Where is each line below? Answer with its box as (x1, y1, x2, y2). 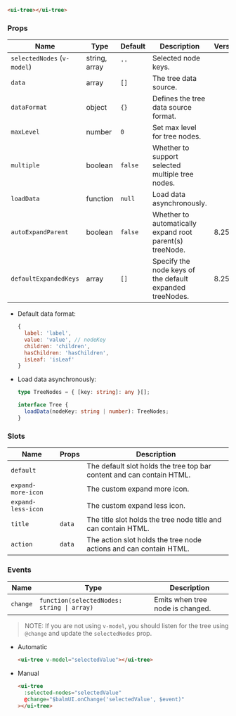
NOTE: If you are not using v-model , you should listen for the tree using (24, 622, 229, 630)
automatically (152, 219, 197, 229)
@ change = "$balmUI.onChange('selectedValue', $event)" (24, 696, 185, 703)
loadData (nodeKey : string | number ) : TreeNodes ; (24, 408, 169, 415)
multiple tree (152, 170, 195, 179)
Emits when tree (154, 595, 207, 605)
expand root (152, 227, 192, 237)
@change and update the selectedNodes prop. (24, 629, 152, 638)
